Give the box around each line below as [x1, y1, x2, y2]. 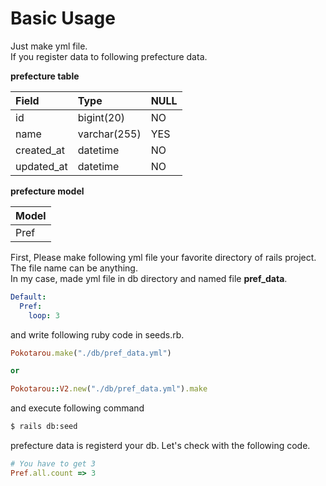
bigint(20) [77, 110, 126, 124]
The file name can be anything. [10, 262, 138, 274]
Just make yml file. [10, 40, 88, 52]
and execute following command [10, 402, 145, 414]
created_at [15, 143, 66, 157]
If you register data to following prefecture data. [10, 50, 208, 62]
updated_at [15, 159, 68, 173]
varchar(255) [77, 127, 142, 141]
